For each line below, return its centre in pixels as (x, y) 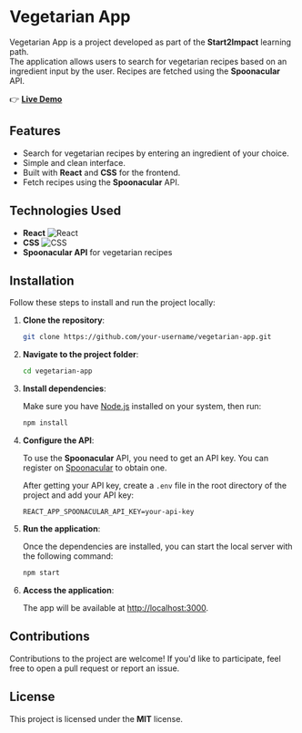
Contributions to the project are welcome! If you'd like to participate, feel (146, 658)
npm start (41, 573)
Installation (42, 280)
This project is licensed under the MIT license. (96, 718)
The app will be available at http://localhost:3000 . (116, 607)
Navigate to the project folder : (81, 355)
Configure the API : (58, 440)
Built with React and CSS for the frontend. (101, 172)
